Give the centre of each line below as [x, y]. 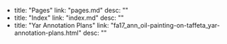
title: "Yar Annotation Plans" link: [61, 25]
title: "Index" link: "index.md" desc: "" [69, 18]
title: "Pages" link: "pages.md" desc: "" [71, 10]
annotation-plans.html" [48, 33]
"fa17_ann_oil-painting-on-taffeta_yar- [165, 25]
